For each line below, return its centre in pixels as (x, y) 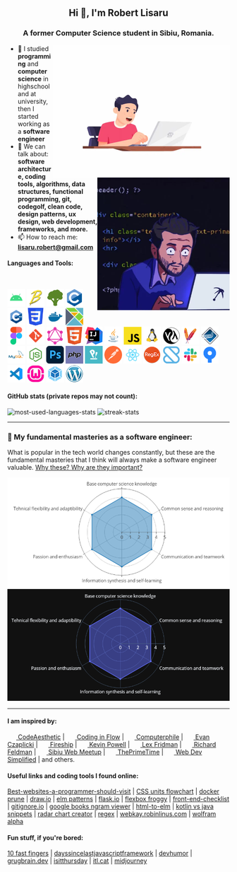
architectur (34, 169)
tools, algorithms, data (51, 184)
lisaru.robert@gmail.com (55, 247)
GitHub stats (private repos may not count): (72, 396)
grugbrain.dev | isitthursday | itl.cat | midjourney (77, 861)
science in (33, 79)
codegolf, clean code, (50, 207)
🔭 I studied (33, 48)
